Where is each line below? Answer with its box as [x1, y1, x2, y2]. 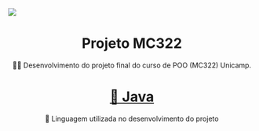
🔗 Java [109, 88, 155, 106]
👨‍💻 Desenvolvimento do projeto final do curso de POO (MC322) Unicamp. [12, 60, 252, 70]
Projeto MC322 [81, 35, 183, 53]
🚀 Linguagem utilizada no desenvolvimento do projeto [45, 114, 219, 123]
